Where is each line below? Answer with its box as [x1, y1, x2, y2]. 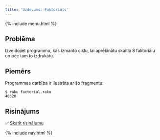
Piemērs [5, 67, 31, 75]
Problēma [5, 35, 35, 43]
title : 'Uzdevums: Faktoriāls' [5, 7, 69, 12]
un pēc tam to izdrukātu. [5, 53, 55, 59]
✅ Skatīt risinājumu [5, 120, 44, 126]
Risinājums [5, 107, 40, 116]
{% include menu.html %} [5, 21, 57, 26]
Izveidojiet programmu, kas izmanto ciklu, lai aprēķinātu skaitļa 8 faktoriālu [5, 47, 156, 54]
